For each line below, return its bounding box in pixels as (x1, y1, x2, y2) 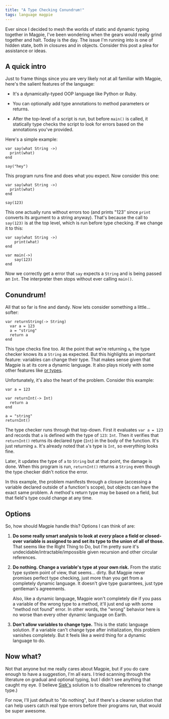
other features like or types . (5, 368, 63, 374)
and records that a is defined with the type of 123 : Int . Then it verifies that (5, 432, 159, 438)
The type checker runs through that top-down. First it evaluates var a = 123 (5, 427, 163, 433)
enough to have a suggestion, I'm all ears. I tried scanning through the (5, 671, 151, 677)
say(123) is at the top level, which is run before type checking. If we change (5, 220, 163, 226)
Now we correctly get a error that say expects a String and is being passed (5, 270, 162, 276)
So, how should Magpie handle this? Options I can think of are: (5, 523, 135, 529)
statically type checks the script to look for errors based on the (12, 121, 144, 127)
